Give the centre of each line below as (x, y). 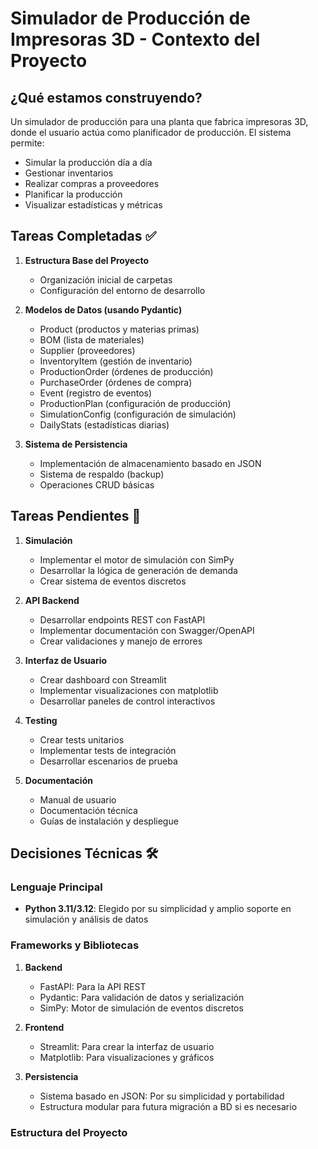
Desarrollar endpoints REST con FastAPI (122, 619)
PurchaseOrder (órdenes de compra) (116, 382)
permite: (27, 143)
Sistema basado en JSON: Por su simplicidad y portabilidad (162, 1096)
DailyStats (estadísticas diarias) (104, 424)
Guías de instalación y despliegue (109, 821)
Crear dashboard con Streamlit (103, 679)
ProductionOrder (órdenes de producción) (126, 371)
